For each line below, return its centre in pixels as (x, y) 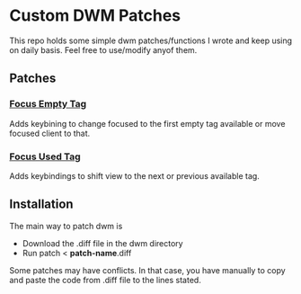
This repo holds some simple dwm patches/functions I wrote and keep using (151, 40)
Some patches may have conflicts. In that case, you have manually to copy (147, 270)
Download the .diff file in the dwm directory (102, 243)
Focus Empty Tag (48, 104)
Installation (41, 205)
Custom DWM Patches (95, 16)
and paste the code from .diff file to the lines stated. (106, 280)
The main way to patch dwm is (66, 226)
